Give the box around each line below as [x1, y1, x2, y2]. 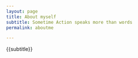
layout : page [6, 8, 38, 14]
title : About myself [6, 14, 57, 20]
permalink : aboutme [6, 24, 54, 31]
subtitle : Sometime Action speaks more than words [6, 19, 133, 25]
